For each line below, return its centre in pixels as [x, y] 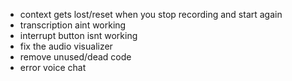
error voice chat [53, 67]
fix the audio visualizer [66, 46]
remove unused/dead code [75, 57]
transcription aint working [73, 25]
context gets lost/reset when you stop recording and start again [151, 14]
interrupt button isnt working [78, 35]
